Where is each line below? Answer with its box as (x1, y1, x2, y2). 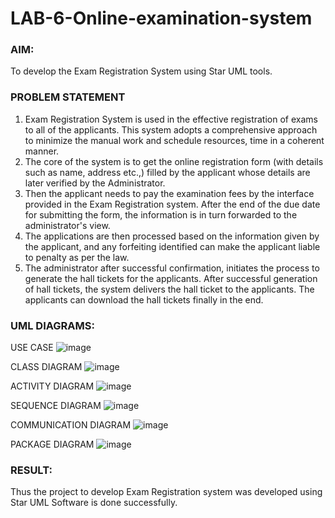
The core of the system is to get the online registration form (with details (24, 155, 324, 167)
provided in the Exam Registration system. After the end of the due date (24, 198, 321, 210)
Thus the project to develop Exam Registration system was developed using (10, 486, 323, 498)
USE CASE (10, 342, 54, 354)
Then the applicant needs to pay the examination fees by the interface (24, 187, 315, 199)
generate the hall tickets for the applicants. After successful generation (24, 272, 318, 284)
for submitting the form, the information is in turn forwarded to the (24, 208, 298, 221)
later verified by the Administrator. (24, 177, 166, 189)
